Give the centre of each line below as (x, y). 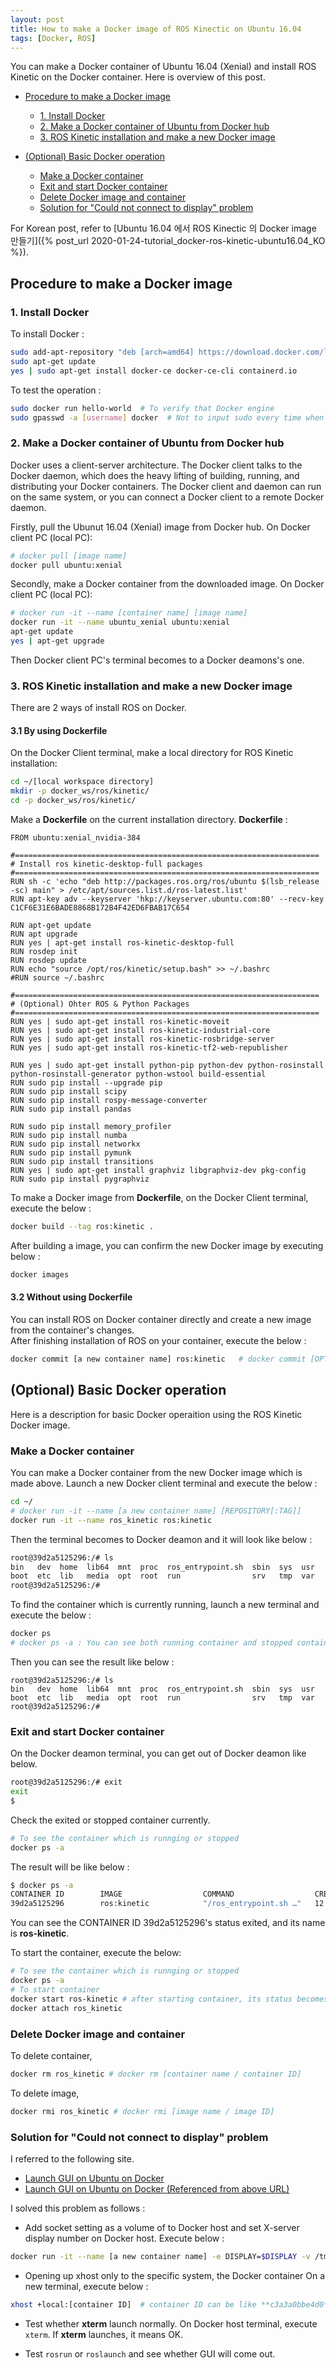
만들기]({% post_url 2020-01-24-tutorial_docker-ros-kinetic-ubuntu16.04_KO (168, 241)
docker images (40, 1274)
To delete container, (51, 2055)
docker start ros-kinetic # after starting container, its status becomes (169, 1999)
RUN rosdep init (44, 952)
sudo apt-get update (53, 361)
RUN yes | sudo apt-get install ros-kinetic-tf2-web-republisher (149, 1048)
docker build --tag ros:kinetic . (82, 1227)
